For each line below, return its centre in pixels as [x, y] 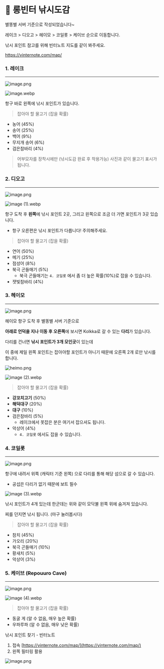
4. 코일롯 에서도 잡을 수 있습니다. [51, 434]
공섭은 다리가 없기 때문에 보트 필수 [45, 484]
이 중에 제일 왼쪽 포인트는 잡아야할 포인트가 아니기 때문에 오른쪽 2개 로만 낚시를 [81, 352]
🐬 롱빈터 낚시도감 [37, 10]
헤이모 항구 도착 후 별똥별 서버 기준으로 [42, 321]
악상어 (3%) [24, 559]
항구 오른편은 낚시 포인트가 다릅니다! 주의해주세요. [60, 230]
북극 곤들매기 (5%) [30, 269]
